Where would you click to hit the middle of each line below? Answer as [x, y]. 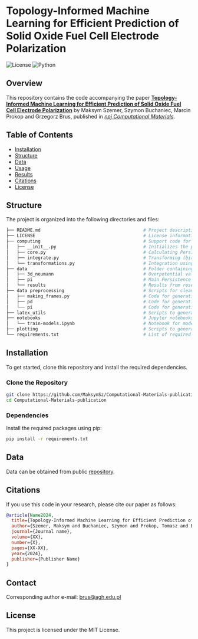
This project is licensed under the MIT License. [63, 630]
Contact [21, 583]
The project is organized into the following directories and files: [83, 219]
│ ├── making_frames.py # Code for [88, 296]
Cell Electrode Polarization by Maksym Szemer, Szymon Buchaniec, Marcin [98, 110]
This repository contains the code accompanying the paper [78, 97]
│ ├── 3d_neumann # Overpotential [95, 274]
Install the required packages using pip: [54, 428]
